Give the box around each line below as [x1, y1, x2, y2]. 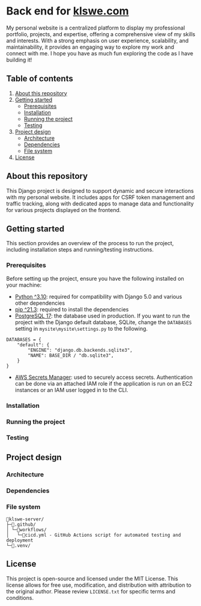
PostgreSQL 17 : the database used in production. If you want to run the [14, 312, 190, 319]
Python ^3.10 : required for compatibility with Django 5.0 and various [14, 293, 182, 300]
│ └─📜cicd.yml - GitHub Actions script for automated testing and [6, 532, 181, 538]
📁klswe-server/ [6, 516, 44, 522]
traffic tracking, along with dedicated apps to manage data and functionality [6, 200, 194, 207]
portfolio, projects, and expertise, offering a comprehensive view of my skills [6, 30, 196, 37]
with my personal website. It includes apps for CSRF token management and [6, 193, 195, 201]
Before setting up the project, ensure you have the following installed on [6, 275, 184, 282]
